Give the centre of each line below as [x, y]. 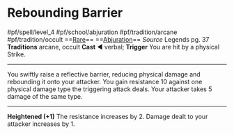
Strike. [16, 54]
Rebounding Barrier [65, 13]
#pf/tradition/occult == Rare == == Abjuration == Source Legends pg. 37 [108, 39]
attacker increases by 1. [41, 124]
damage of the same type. [45, 96]
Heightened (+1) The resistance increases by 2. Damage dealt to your [108, 116]
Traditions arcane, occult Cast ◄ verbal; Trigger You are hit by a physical [114, 47]
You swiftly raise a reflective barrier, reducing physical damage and [104, 74]
